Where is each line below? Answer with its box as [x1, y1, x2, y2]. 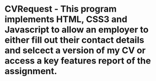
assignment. [4, 66, 57, 77]
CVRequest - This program [4, 3, 117, 15]
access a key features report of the [4, 55, 151, 66]
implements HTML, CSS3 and [4, 14, 128, 25]
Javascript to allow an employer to [4, 24, 149, 35]
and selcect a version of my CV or [4, 45, 146, 56]
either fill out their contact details [4, 35, 144, 46]
